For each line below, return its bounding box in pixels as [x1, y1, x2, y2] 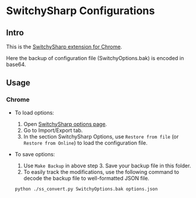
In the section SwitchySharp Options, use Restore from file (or [23, 133, 179, 140]
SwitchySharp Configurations [6, 4, 155, 18]
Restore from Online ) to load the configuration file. [23, 139, 148, 146]
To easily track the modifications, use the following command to [23, 168, 179, 175]
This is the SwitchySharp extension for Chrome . [6, 43, 122, 50]
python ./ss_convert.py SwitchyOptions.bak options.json [14, 186, 158, 192]
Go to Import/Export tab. [23, 127, 83, 134]
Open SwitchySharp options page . [23, 120, 107, 127]
